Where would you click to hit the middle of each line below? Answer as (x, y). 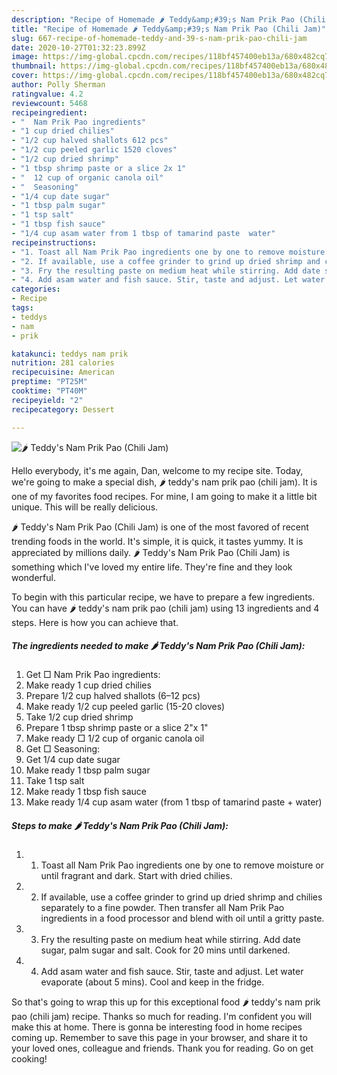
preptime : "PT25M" (49, 382)
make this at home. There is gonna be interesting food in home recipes (157, 1027)
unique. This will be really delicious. (85, 507)
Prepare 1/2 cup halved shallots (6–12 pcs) (113, 696)
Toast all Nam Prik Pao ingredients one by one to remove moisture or (182, 865)
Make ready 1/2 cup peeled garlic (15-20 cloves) (125, 707)
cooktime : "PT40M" (49, 391)
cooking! (29, 1059)
